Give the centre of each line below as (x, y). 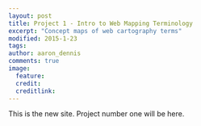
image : (19, 69)
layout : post (30, 16)
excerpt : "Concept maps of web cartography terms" (95, 31)
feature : (30, 76)
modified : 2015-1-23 (43, 38)
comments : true (34, 61)
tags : (17, 46)
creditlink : (36, 91)
